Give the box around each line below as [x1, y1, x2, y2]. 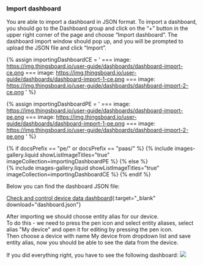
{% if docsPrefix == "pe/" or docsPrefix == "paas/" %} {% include [6, 145, 173, 152]
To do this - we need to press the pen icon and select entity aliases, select [6, 219, 194, 227]
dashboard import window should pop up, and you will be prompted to [6, 38, 183, 45]
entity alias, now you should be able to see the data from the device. [6, 239, 179, 246]
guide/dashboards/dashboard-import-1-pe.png [6, 120, 125, 127]
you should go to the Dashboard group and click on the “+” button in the [6, 24, 188, 32]
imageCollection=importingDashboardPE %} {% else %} [6, 158, 149, 165]
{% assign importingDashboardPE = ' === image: [6, 100, 131, 108]
